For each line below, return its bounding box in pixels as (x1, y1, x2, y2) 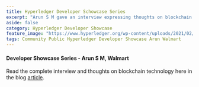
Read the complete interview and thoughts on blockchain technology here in (6, 67, 192, 75)
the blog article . (6, 74, 44, 81)
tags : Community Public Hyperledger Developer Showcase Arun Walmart (6, 36, 182, 42)
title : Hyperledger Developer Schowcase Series (6, 8, 126, 15)
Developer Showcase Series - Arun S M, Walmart (6, 54, 129, 62)
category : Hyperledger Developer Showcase (6, 25, 113, 31)
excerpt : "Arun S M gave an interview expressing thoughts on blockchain (6, 14, 192, 20)
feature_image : (6, 31, 44, 37)
